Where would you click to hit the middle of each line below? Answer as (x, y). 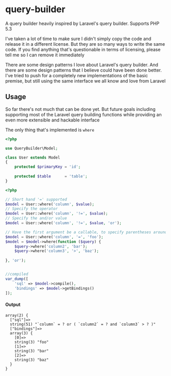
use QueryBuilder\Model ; (32, 148)
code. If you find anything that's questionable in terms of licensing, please (83, 49)
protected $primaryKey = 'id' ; (48, 167)
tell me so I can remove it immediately (45, 55)
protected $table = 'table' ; (51, 176)
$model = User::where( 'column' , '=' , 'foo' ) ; (54, 237)
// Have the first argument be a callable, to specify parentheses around (86, 232)
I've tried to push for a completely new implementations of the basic (77, 75)
